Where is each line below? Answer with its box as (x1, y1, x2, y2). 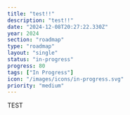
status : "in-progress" (7, 56, 74, 63)
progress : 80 (7, 62, 46, 69)
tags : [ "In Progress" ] (7, 69, 74, 76)
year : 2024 (7, 29, 39, 37)
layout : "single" (7, 50, 58, 57)
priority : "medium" (7, 82, 65, 89)
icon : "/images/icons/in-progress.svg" (7, 75, 124, 83)
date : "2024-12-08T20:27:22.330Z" (7, 23, 109, 30)
